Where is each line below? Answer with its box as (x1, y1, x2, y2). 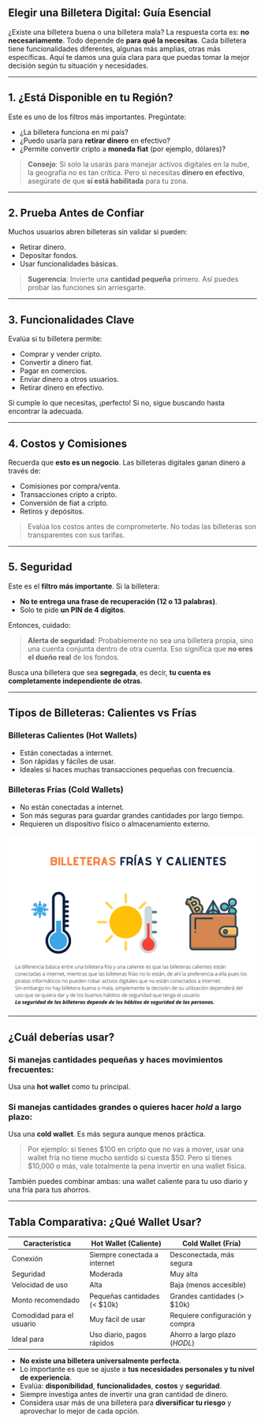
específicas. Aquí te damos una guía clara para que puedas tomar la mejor (8, 52, 250, 62)
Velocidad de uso (11, 1280, 69, 1290)
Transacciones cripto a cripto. (19, 490, 118, 499)
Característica (23, 1238, 72, 1248)
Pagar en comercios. (19, 366, 88, 375)
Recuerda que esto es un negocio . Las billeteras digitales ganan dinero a (8, 458, 246, 468)
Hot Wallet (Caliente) (91, 1238, 162, 1248)
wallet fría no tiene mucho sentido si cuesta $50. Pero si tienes (27, 1153, 233, 1163)
